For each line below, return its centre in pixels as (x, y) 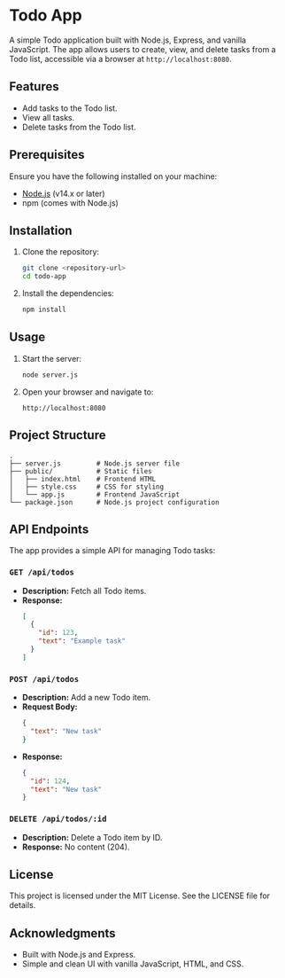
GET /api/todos (42, 572)
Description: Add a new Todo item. (86, 698)
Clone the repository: (61, 252)
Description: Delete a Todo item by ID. (92, 837)
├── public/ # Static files (81, 471)
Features (34, 86)
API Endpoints (49, 529)
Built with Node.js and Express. (79, 955)
